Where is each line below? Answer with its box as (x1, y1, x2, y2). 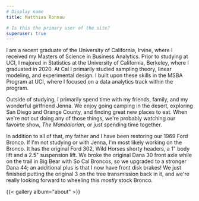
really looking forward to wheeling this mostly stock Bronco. (6, 177, 153, 184)
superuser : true (6, 30, 46, 36)
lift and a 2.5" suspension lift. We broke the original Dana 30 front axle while (6, 152, 192, 159)
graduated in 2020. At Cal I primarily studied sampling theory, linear (6, 66, 172, 73)
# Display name (6, 8, 44, 15)
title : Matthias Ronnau (6, 14, 65, 20)
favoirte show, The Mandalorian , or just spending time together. (6, 121, 162, 128)
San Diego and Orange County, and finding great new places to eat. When (6, 109, 188, 116)
